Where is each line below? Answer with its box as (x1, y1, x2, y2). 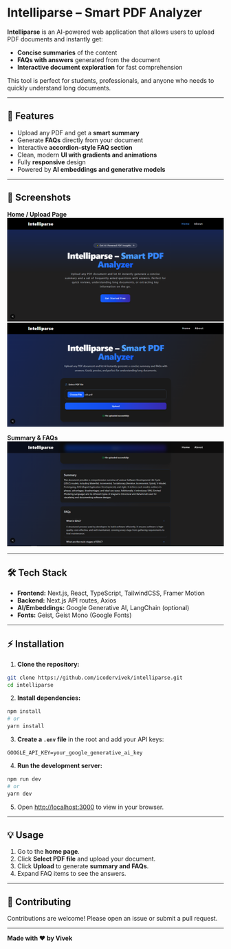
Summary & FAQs (7, 433, 58, 442)
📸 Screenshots (7, 192, 71, 204)
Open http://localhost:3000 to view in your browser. (16, 803, 164, 811)
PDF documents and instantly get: (7, 35, 103, 43)
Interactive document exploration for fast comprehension (16, 63, 183, 71)
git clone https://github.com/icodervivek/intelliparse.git (7, 674, 184, 681)
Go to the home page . (16, 848, 80, 856)
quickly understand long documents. (7, 84, 111, 92)
